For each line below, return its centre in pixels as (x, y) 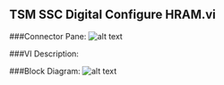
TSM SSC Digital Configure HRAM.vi (113, 15)
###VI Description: (44, 54)
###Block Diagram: (45, 71)
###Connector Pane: (48, 36)
